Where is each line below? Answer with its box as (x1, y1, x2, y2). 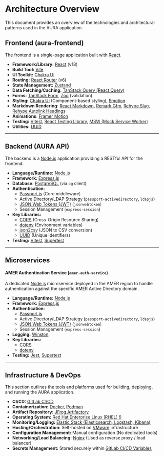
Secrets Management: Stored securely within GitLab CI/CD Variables (12, 445, 152, 451)
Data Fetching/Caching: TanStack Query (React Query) (12, 87, 124, 93)
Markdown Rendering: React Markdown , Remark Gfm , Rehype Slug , (12, 103, 150, 108)
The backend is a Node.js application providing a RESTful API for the (5, 155, 143, 161)
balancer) (12, 440, 32, 446)
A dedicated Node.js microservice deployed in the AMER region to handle (5, 281, 153, 287)
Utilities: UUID (12, 124, 41, 129)
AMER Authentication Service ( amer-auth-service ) (5, 269, 108, 275)
